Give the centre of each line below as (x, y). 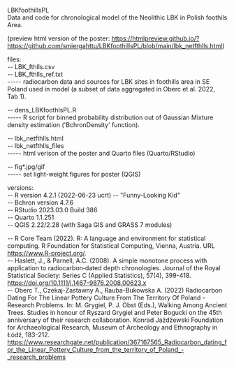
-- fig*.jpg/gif (26, 167)
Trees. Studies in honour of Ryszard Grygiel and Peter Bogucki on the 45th (115, 312)
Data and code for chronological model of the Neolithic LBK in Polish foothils (117, 17)
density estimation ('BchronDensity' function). (73, 125)
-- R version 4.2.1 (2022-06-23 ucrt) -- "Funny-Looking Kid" (94, 195)
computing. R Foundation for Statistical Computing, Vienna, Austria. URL (111, 246)
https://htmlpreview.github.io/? (155, 38)
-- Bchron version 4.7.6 (41, 203)
